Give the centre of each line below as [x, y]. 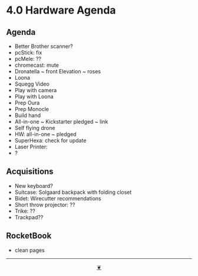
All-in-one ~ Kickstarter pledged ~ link [61, 121]
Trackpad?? [29, 217]
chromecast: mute [37, 65]
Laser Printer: [31, 147]
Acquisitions [30, 172]
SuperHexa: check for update [50, 140]
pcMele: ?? [28, 59]
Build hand [28, 115]
